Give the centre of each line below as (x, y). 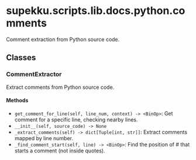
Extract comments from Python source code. (60, 87)
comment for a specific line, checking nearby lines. (76, 119)
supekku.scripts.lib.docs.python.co (96, 11)
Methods (17, 100)
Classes (21, 58)
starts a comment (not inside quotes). (60, 151)
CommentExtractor (34, 74)
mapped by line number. (44, 138)
